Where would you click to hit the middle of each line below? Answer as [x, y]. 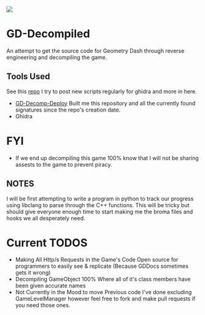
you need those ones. [43, 305]
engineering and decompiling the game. [57, 57]
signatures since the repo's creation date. [68, 110]
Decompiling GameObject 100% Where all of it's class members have [103, 279]
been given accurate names [50, 286]
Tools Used [28, 77]
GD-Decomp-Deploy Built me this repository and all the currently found [105, 103]
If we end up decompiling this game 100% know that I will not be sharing [107, 158]
